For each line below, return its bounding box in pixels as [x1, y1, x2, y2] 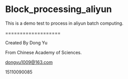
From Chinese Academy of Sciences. [5, 49, 82, 55]
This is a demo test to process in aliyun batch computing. [5, 20, 124, 26]
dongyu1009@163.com [5, 59, 53, 65]
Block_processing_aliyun [5, 4, 112, 15]
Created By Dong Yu [5, 39, 48, 46]
